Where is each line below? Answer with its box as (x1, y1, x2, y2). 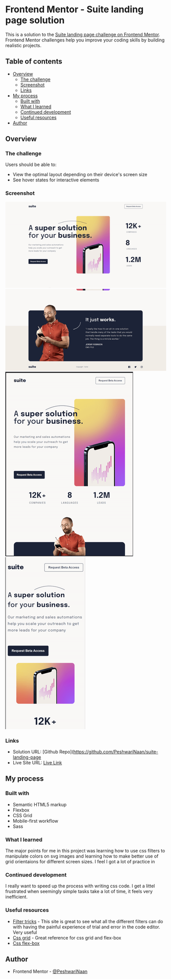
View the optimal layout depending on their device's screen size (12, 172, 148, 178)
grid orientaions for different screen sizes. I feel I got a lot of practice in (5, 859, 155, 864)
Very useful (12, 929, 37, 935)
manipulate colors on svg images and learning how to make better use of (5, 853, 159, 859)
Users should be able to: (5, 161, 57, 168)
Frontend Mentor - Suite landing (5, 4, 144, 15)
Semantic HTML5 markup (12, 801, 67, 807)
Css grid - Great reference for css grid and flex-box (12, 934, 121, 941)
